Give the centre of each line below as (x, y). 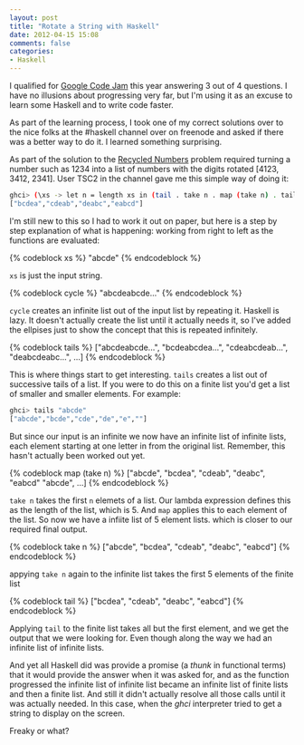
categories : (32, 52)
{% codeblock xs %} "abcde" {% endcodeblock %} (105, 257)
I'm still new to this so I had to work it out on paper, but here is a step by (143, 221)
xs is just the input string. (56, 275)
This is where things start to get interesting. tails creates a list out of (138, 374)
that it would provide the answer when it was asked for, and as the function (149, 674)
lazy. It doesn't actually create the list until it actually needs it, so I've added (150, 320)
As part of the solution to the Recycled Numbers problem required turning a (150, 159)
